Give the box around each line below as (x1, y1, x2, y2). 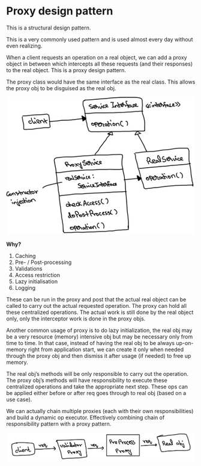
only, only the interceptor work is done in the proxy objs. (6, 315, 146, 322)
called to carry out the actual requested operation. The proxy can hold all (6, 302, 187, 310)
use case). (6, 396, 32, 403)
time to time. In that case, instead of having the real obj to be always (6, 340, 175, 347)
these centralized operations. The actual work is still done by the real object (6, 308, 194, 316)
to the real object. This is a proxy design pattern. (6, 66, 126, 73)
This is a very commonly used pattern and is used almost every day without (6, 35, 193, 43)
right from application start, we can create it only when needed (28, 346, 184, 353)
